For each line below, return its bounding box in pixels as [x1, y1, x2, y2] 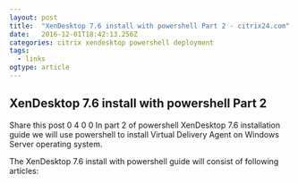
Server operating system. [9, 138, 103, 149]
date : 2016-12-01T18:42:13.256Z [9, 29, 139, 38]
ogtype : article [9, 63, 70, 72]
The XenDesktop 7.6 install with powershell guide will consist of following [9, 155, 279, 166]
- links [17, 54, 47, 63]
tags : [9, 46, 30, 55]
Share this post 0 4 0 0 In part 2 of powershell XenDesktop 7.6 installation [9, 120, 281, 130]
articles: [9, 165, 39, 176]
